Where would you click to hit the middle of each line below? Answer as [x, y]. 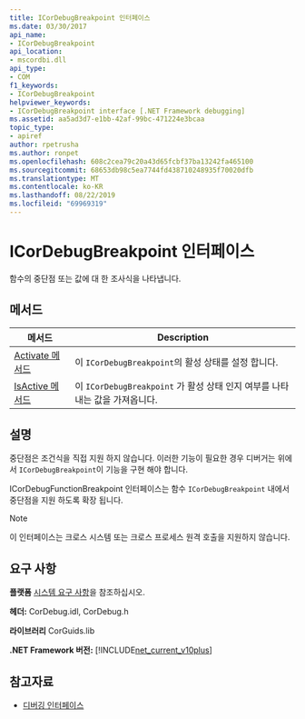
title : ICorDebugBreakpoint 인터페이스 [80, 18]
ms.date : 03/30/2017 [49, 26]
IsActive [31, 385]
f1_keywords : [34, 85]
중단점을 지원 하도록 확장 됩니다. [67, 500]
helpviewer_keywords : [50, 102]
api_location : [36, 52]
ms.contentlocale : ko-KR [56, 187]
